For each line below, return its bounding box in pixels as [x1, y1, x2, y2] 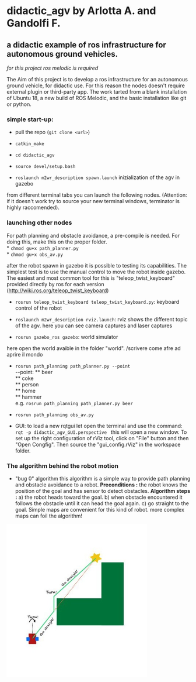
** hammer [15, 393, 42, 400]
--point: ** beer [15, 368, 53, 375]
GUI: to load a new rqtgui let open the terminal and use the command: [15, 422, 183, 429]
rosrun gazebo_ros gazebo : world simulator [15, 333, 118, 340]
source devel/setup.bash [15, 164, 76, 170]
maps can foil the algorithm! [15, 512, 83, 519]
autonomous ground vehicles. [6, 49, 118, 59]
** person [15, 381, 39, 388]
